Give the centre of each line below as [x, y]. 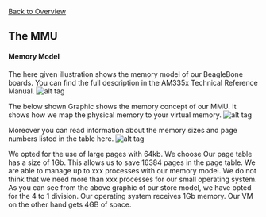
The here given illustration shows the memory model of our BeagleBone [126, 74]
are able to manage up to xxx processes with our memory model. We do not [132, 170]
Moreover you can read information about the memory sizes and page [123, 130]
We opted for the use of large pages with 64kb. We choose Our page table [130, 154]
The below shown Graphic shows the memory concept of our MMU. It [122, 106]
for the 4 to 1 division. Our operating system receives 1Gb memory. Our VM [131, 196]
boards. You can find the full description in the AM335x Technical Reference [133, 82]
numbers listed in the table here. [61, 139]
